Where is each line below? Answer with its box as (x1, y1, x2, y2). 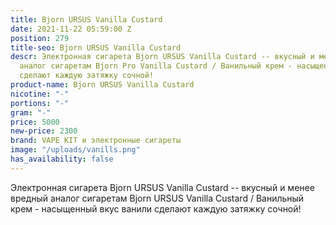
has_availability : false (10, 154, 114, 164)
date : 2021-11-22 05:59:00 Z (10, 24, 132, 34)
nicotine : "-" (10, 89, 70, 99)
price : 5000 (10, 117, 60, 127)
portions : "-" (10, 98, 70, 108)
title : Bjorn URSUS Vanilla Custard (10, 14, 163, 25)
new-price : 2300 (10, 126, 78, 136)
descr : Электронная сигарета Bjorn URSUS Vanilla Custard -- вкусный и (10, 52, 315, 62)
